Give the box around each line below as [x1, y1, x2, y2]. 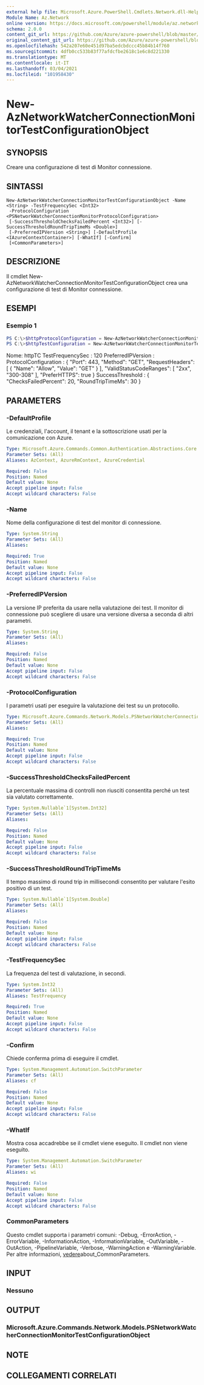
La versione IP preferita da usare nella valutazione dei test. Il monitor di [6, 604, 184, 611]
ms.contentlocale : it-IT [6, 60, 69, 66]
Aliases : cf [6, 1078, 36, 1084]
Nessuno [6, 1286, 33, 1294]
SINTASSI [6, 181, 44, 192]
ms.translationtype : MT [6, 54, 67, 60]
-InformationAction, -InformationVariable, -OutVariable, [42, 1237, 180, 1245]
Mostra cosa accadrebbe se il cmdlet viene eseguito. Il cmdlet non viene [6, 1140, 188, 1147]
